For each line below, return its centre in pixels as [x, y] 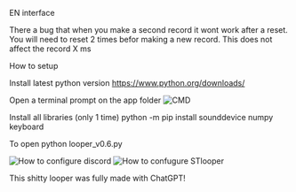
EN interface [32, 13]
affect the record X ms [50, 49]
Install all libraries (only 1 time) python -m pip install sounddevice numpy [141, 117]
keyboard [27, 127]
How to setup [34, 66]
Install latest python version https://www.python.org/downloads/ [127, 83]
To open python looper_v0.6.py [66, 144]
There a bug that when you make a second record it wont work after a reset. [149, 30]
